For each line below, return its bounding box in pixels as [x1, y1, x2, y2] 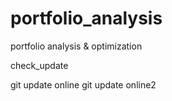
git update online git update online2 [10, 78, 157, 91]
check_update [10, 59, 69, 71]
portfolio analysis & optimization [10, 40, 143, 52]
